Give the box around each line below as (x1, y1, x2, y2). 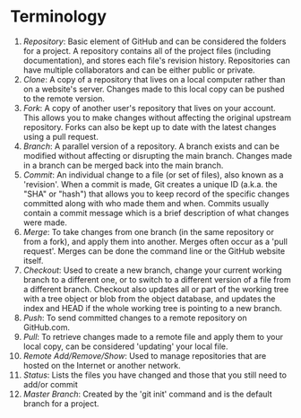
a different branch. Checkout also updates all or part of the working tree (22, 283, 289, 294)
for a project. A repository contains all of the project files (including (22, 45, 271, 56)
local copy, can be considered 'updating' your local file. (22, 341, 228, 352)
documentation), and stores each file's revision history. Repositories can (22, 55, 290, 65)
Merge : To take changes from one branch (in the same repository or (22, 226, 274, 237)
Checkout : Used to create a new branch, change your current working (22, 265, 282, 275)
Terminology (10, 6, 107, 27)
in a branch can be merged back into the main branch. (22, 160, 224, 170)
